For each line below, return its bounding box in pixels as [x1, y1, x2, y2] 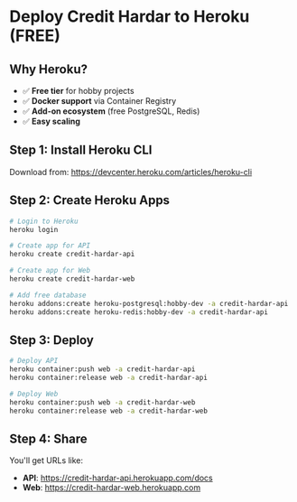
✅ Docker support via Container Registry [22, 96, 177, 106]
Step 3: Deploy [9, 332, 95, 348]
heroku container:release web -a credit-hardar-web [9, 406, 208, 415]
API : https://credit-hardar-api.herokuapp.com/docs [22, 472, 214, 484]
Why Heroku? [9, 61, 88, 77]
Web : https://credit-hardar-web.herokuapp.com [22, 482, 201, 493]
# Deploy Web [9, 389, 59, 398]
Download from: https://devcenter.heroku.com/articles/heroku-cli [9, 166, 253, 177]
